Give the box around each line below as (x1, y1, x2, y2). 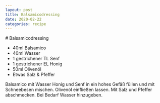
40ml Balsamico (12, 45, 46, 51)
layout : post (5, 7, 33, 13)
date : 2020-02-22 (5, 17, 42, 22)
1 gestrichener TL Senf (12, 56, 60, 62)
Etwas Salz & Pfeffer (12, 71, 56, 78)
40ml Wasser (12, 50, 40, 56)
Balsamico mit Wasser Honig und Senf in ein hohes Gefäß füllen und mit (5, 81, 155, 87)
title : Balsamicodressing (5, 12, 60, 17)
